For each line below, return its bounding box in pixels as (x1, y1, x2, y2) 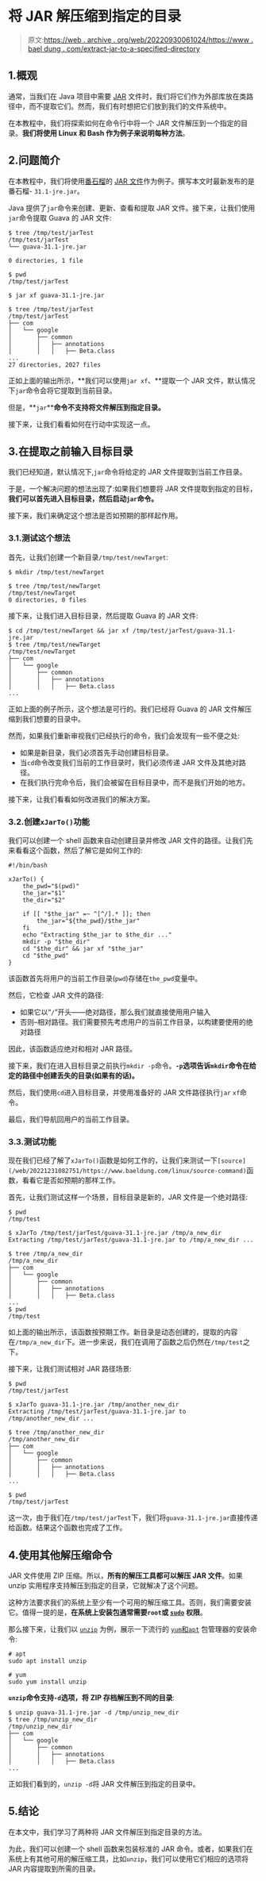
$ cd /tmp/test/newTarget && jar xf (8, 626, 129, 635)
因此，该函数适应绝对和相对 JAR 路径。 (8, 1044, 137, 1053)
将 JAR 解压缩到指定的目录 (8, 7, 182, 25)
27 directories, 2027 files (8, 360, 102, 369)
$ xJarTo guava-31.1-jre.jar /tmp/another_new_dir (8, 1401, 179, 1409)
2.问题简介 (8, 154, 61, 167)
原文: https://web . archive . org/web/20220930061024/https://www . (27, 35, 254, 44)
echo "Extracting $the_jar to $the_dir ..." (22, 930, 172, 939)
